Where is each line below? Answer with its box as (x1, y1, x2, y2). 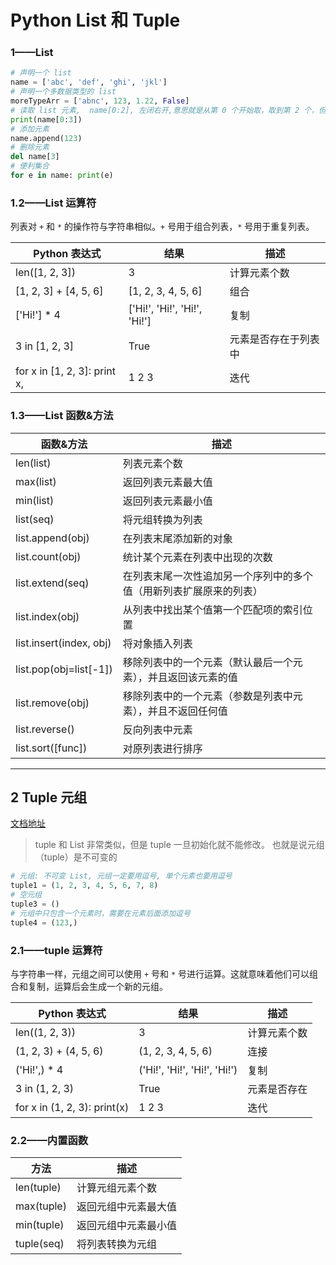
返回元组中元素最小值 (76, 1219, 177, 1233)
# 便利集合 (10, 161, 50, 171)
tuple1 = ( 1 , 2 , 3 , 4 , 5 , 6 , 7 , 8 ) (10, 881, 159, 891)
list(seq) (15, 512, 55, 526)
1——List (10, 46, 54, 60)
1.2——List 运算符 (10, 196, 97, 210)
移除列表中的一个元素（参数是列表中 (122, 689, 293, 703)
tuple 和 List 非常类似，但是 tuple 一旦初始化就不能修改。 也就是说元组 (34, 839, 325, 851)
